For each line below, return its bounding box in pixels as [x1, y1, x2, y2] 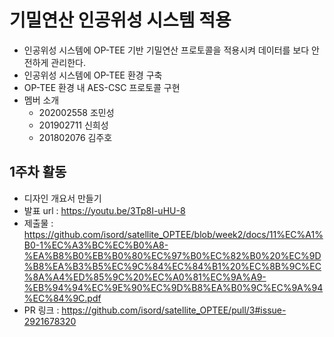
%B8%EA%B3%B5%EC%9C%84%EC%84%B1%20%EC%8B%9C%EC [23, 260, 322, 272]
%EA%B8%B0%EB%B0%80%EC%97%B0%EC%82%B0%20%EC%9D [23, 249, 322, 261]
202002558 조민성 [38, 106, 115, 118]
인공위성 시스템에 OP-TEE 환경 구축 [23, 69, 163, 81]
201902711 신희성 [38, 119, 109, 131]
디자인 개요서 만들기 [23, 192, 102, 204]
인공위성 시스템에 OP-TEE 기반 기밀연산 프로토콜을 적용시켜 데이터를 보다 [23, 44, 310, 56]
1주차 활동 [9, 164, 67, 181]
